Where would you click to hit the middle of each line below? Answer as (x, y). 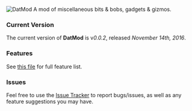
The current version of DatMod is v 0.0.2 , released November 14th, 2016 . (96, 38)
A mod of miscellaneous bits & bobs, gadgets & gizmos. (102, 9)
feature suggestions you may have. (50, 101)
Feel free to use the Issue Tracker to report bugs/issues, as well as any (94, 95)
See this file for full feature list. (44, 67)
